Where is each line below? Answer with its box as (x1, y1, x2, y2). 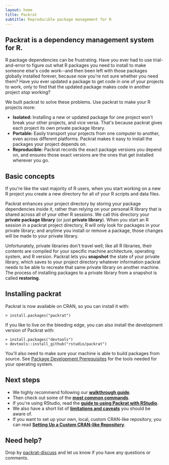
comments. (5, 455, 29, 461)
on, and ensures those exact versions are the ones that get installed (12, 152, 154, 158)
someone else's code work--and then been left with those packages (5, 68, 147, 74)
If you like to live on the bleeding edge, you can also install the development (5, 322, 163, 328)
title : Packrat (5, 12, 37, 17)
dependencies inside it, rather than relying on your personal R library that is (5, 206, 162, 212)
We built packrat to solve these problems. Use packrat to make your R (5, 99, 151, 105)
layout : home (5, 7, 33, 13)
